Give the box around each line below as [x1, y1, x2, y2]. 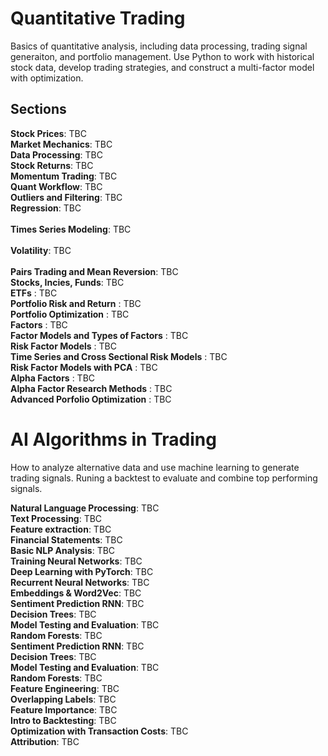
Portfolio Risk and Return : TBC [10, 297, 142, 309]
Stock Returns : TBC [10, 159, 94, 171]
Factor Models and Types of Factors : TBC [10, 329, 189, 341]
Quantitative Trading [10, 7, 186, 30]
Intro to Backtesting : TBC [10, 714, 117, 726]
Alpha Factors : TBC [10, 372, 96, 384]
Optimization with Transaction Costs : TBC [10, 725, 189, 737]
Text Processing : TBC [10, 512, 103, 524]
